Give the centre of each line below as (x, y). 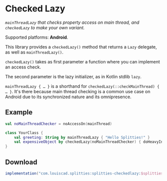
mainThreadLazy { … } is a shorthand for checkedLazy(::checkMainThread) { (83, 86)
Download (21, 162)
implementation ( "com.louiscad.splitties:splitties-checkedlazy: (73, 173)
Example (19, 112)
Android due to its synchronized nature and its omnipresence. (68, 97)
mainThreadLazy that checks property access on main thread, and (72, 22)
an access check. (23, 67)
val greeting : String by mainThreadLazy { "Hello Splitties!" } (82, 137)
